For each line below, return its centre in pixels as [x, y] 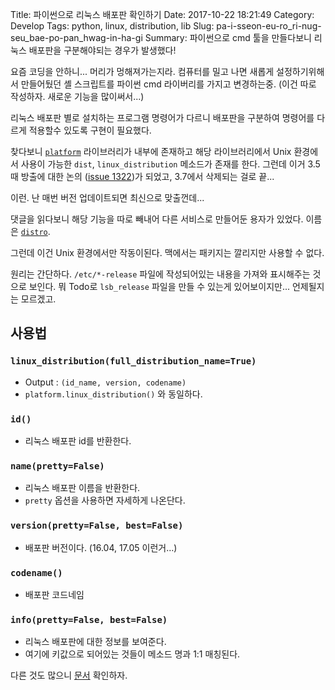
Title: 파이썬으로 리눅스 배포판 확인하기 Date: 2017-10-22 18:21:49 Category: [162, 14]
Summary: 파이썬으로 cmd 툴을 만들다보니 [228, 37]
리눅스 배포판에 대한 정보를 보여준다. [95, 642]
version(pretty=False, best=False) [97, 526]
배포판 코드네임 [54, 594]
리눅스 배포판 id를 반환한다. [78, 440]
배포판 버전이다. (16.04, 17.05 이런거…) [101, 547]
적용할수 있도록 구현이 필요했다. [90, 130]
